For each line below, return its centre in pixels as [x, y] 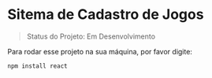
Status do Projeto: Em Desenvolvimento [91, 36]
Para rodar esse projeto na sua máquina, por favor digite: [100, 51]
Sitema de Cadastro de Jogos [106, 15]
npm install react [37, 66]
